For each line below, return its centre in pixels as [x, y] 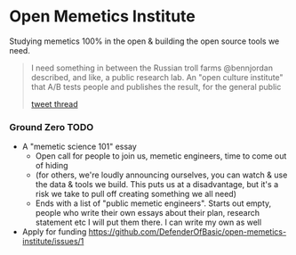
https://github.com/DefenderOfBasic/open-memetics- [188, 232]
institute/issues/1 [53, 242]
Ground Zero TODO [52, 127]
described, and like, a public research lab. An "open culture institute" [157, 77]
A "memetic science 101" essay [80, 147]
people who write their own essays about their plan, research [148, 213]
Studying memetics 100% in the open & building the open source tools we [144, 41]
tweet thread [54, 103]
